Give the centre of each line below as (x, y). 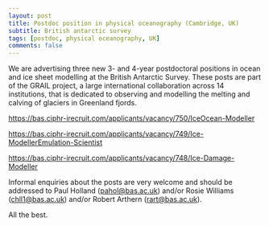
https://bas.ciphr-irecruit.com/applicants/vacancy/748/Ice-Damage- (122, 158)
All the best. (28, 215)
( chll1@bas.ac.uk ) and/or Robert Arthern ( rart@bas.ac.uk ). (106, 199)
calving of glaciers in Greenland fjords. (72, 103)
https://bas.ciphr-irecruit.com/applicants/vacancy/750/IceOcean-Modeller (132, 118)
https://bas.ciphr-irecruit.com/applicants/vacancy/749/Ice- (106, 134)
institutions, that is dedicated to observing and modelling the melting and (129, 94)
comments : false (35, 46)
